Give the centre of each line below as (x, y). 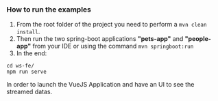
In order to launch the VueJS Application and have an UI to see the (100, 85)
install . (28, 31)
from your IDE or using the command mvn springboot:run (113, 46)
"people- (198, 39)
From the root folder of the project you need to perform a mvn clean (111, 25)
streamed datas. (29, 92)
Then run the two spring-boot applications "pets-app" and (100, 39)
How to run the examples (49, 10)
